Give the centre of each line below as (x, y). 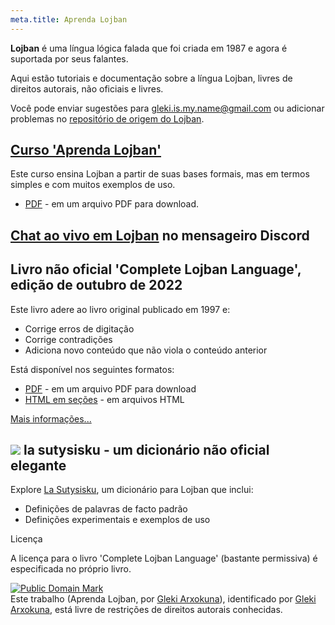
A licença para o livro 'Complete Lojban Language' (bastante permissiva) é (164, 558)
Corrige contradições (68, 339)
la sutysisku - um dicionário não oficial (146, 450)
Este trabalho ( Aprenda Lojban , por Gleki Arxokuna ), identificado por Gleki (163, 599)
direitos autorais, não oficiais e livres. (87, 88)
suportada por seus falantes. (69, 58)
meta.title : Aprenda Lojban (69, 19)
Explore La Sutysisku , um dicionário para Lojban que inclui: (132, 490)
